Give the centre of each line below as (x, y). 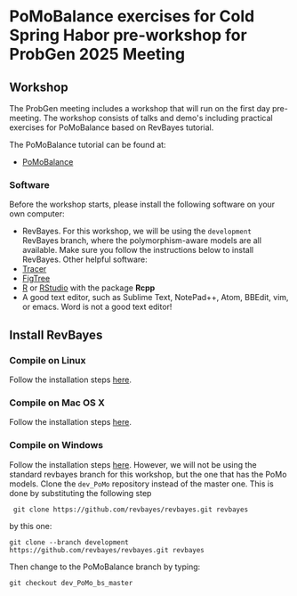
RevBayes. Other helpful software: (85, 259)
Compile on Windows (56, 445)
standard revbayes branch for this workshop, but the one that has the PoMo (148, 474)
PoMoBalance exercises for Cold (132, 16)
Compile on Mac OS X (57, 403)
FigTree (36, 279)
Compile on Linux (48, 360)
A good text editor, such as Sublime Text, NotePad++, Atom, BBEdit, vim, (155, 298)
